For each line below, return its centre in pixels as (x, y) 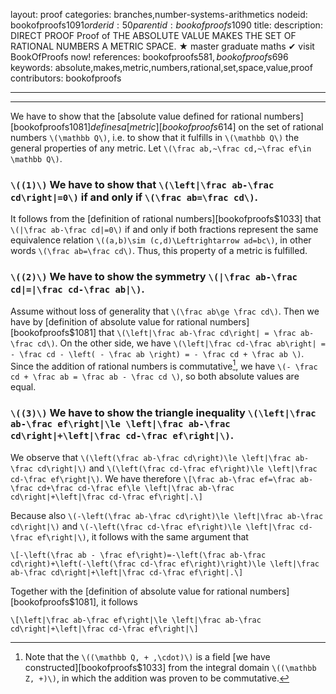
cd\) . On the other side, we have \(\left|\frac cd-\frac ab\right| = (181, 343)
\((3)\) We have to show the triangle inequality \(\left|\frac (163, 413)
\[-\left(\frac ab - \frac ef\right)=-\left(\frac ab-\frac (138, 555)
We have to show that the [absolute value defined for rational (136, 116)
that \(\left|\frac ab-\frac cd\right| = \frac (197, 332)
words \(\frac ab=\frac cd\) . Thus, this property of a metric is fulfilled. (159, 251)
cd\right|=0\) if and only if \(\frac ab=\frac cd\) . (134, 197)
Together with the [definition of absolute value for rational (129, 591)
